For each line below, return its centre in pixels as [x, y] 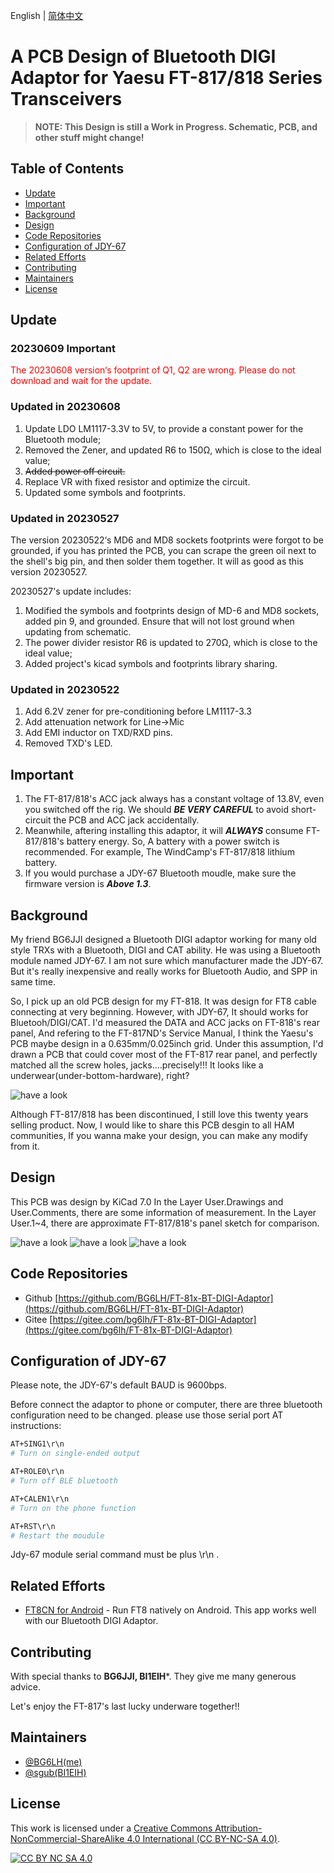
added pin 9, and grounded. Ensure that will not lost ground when [159, 621]
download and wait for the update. [81, 381]
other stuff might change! [89, 137]
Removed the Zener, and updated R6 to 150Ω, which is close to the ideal [173, 450]
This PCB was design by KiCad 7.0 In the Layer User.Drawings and [147, 1201]
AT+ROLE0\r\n [37, 1472]
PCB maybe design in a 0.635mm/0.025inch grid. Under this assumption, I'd [167, 1043]
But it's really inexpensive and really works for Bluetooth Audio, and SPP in [164, 971]
